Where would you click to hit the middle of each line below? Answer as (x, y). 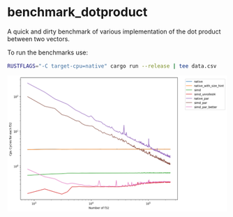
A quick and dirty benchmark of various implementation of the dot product (114, 31)
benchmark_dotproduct (77, 12)
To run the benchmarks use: (48, 52)
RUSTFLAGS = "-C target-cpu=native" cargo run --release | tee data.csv (112, 66)
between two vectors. (38, 38)
